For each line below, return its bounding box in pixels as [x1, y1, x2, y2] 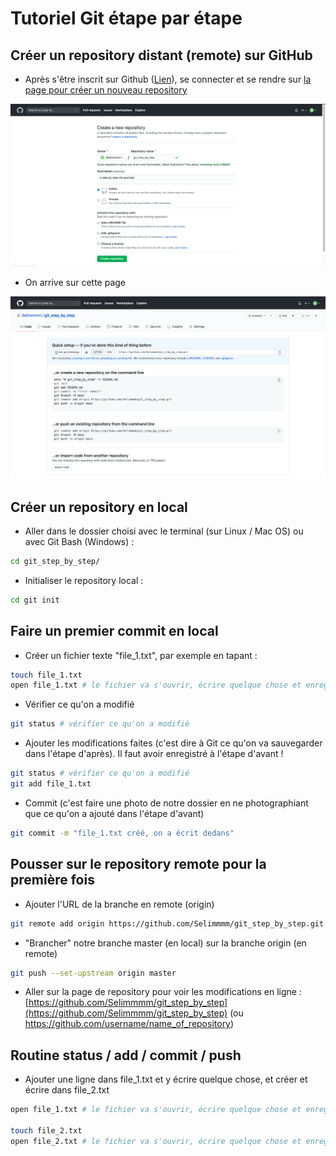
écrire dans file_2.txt [24, 1084, 110, 1096]
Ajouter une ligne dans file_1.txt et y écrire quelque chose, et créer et [24, 1073, 308, 1086]
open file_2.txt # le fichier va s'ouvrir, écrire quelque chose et [10, 1136, 302, 1146]
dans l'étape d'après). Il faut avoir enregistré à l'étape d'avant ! [24, 748, 284, 760]
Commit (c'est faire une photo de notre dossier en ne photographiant [24, 797, 309, 809]
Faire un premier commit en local [10, 623, 219, 640]
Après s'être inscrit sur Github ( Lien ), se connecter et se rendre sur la [24, 73, 312, 85]
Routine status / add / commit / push [10, 1047, 242, 1064]
